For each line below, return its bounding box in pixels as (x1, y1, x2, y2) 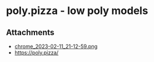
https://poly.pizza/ (14, 49, 59, 56)
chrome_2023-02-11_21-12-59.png (14, 43, 98, 50)
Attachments (6, 27, 55, 37)
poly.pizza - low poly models (6, 4, 149, 18)
